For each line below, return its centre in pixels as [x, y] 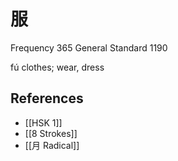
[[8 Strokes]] [51, 133]
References [47, 98]
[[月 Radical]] [52, 145]
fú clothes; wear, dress [57, 67]
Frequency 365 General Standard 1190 [89, 47]
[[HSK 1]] [43, 122]
